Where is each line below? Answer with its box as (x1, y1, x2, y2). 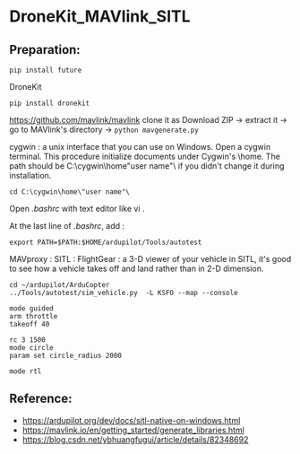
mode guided (9, 304, 54, 313)
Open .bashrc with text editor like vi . (9, 204, 145, 214)
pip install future (9, 65, 82, 74)
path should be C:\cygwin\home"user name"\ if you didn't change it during (9, 161, 285, 171)
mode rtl (9, 367, 42, 376)
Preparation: (9, 42, 81, 57)
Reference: (9, 391, 73, 406)
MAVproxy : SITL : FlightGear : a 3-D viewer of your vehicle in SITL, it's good (9, 254, 292, 264)
